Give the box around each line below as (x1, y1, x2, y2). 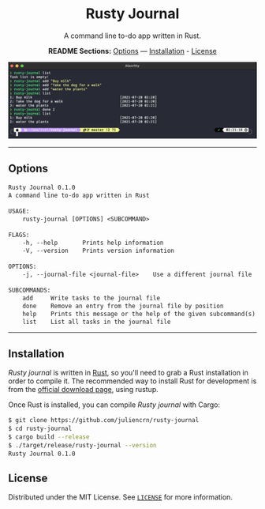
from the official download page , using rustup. (8, 385, 159, 394)
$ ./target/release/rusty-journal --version (8, 441, 157, 449)
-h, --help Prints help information (22, 239, 164, 247)
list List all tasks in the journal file (22, 318, 171, 326)
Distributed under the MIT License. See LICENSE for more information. (8, 492, 233, 502)
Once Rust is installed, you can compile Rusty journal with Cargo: (8, 400, 221, 409)
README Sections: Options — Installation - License (48, 46, 217, 55)
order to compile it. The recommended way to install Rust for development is (8, 376, 257, 386)
